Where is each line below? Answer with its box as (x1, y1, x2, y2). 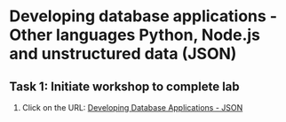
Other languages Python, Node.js (9, 25, 260, 45)
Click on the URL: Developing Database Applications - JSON (21, 103, 243, 112)
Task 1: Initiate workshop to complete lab (9, 79, 240, 94)
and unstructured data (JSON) (9, 44, 237, 64)
